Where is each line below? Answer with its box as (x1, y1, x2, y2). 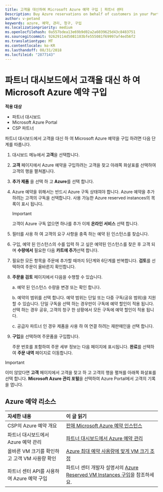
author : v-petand (5, 16, 40, 21)
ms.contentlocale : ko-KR (5, 43, 55, 48)
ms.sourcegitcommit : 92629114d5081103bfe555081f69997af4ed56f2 (5, 34, 136, 39)
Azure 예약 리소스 (5, 397, 56, 406)
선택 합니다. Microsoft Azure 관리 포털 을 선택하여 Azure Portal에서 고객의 (5, 376, 147, 381)
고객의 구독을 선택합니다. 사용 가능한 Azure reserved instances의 (25, 195, 150, 201)
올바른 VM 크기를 (7, 448, 45, 455)
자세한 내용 (7, 413, 32, 420)
